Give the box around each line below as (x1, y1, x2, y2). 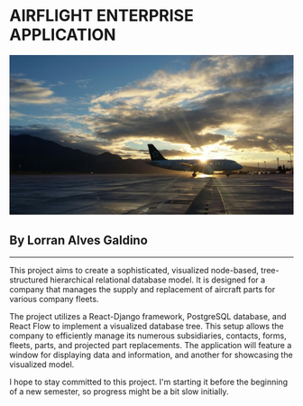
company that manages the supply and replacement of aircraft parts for (9, 284, 276, 295)
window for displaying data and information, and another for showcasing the (9, 349, 293, 361)
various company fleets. (9, 294, 99, 305)
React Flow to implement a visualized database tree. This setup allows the (9, 321, 284, 332)
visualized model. (9, 359, 75, 370)
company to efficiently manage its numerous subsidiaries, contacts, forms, (9, 330, 287, 341)
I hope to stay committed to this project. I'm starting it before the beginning (9, 376, 289, 388)
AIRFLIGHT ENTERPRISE (9, 5, 194, 26)
